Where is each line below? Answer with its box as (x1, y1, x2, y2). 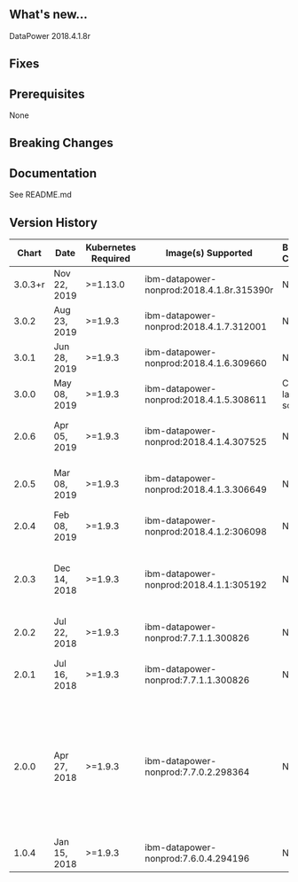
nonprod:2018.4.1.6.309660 (145, 357, 268, 370)
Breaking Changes (9, 136, 114, 151)
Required (91, 253, 131, 265)
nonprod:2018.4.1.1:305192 (145, 579, 268, 591)
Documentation (9, 166, 98, 181)
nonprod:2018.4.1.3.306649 (145, 483, 268, 496)
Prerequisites (9, 86, 85, 101)
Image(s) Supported (165, 247, 253, 260)
